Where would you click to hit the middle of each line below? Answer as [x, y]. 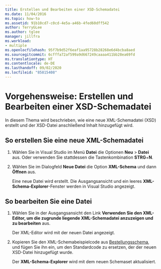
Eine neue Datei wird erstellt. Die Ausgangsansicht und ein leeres [77, 181]
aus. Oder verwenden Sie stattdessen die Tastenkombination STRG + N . [82, 157]
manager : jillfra [22, 37]
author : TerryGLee [23, 28]
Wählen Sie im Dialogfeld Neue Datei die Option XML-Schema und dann [84, 166]
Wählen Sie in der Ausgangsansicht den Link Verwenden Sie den [77, 213]
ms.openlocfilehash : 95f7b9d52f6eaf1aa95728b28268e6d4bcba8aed [70, 50]
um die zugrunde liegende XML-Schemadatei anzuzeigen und [90, 218]
